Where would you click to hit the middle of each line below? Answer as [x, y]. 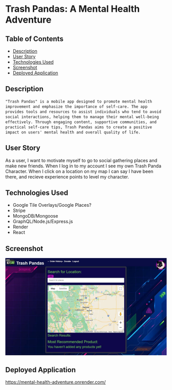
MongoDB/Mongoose [35, 216]
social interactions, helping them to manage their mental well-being [82, 117]
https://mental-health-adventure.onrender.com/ [56, 382]
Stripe [19, 210]
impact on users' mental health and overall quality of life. [73, 132]
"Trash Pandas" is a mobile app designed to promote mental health [79, 101]
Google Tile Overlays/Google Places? [52, 205]
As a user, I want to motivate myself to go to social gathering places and [81, 160]
